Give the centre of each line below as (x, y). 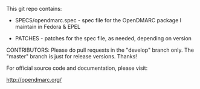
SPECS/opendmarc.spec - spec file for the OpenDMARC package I (98, 20)
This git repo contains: (34, 9)
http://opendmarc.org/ (34, 80)
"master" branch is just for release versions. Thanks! (72, 56)
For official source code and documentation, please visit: (77, 68)
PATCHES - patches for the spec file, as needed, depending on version (103, 38)
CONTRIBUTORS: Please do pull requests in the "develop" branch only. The (100, 50)
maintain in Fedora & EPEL (47, 27)
